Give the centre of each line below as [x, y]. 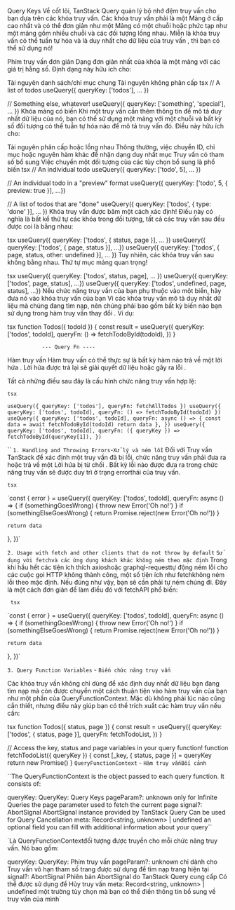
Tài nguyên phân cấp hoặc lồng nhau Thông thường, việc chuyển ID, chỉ [111, 147]
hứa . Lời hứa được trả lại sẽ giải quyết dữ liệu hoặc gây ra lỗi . [97, 367]
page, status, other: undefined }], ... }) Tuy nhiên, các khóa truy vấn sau [110, 255]
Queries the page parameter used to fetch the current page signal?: [105, 805]
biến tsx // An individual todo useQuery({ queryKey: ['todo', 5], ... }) [104, 169]
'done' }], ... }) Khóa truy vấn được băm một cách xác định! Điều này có [110, 211]
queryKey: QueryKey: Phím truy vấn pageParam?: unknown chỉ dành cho [112, 862]
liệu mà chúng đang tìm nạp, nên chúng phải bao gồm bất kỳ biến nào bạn [115, 306]
